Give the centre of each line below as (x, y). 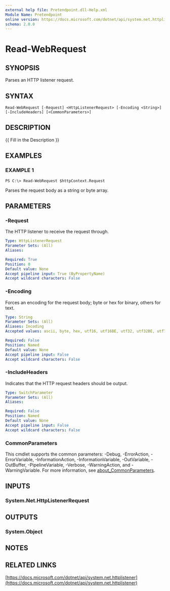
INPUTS (18, 486)
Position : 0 (18, 264)
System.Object (24, 532)
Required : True (21, 259)
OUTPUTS (22, 517)
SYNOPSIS (23, 68)
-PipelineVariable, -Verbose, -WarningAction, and (79, 465)
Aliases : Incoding (25, 327)
